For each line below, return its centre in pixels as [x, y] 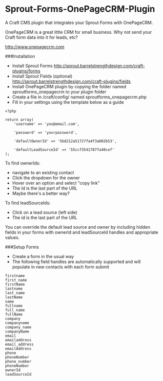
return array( [20, 119]
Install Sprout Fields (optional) [42, 76]
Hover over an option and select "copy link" [56, 183]
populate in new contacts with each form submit [61, 267]
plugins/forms [26, 71]
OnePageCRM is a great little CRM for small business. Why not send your [79, 32]
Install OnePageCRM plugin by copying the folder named [69, 86]
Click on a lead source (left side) [45, 212]
